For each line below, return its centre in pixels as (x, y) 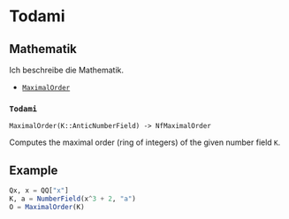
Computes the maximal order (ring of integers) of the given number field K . (145, 142)
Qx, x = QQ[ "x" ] (39, 191)
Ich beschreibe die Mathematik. (67, 70)
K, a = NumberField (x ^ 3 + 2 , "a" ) (73, 199)
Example (34, 170)
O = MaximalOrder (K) (47, 207)
